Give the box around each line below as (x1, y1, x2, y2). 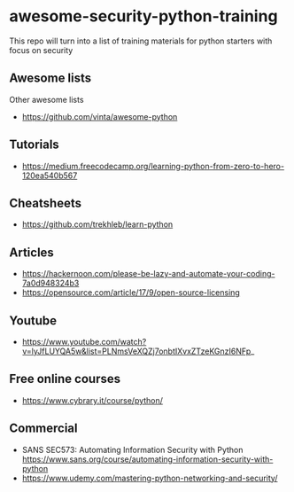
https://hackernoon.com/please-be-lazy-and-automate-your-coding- (21, 269, 275, 279)
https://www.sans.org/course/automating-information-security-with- (21, 454, 274, 465)
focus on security (9, 44, 73, 55)
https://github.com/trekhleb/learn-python (21, 219, 174, 230)
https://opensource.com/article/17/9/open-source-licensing (21, 287, 241, 298)
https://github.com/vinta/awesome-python (21, 111, 178, 121)
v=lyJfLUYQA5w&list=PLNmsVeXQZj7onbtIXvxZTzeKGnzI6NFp (21, 346, 251, 356)
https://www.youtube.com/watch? (21, 337, 147, 347)
